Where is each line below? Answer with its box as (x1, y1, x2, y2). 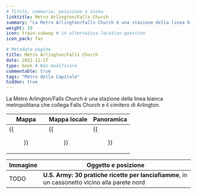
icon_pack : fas (6, 36, 43, 42)
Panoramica (93, 115, 128, 124)
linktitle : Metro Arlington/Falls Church (6, 14, 109, 20)
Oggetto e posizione (86, 161, 145, 169)
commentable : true (6, 68, 51, 74)
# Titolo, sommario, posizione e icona (6, 8, 104, 15)
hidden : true (6, 79, 38, 85)
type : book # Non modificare (6, 63, 77, 69)
